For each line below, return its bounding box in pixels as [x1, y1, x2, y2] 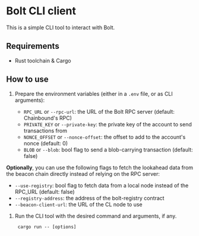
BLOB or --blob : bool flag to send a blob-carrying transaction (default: [23, 146, 193, 153]
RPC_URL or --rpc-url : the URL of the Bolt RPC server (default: [23, 108, 175, 115]
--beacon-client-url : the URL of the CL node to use [14, 201, 143, 208]
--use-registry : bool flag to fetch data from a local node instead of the [14, 182, 189, 189]
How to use [6, 74, 49, 85]
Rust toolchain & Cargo [14, 57, 71, 64]
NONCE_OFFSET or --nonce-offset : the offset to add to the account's [23, 133, 186, 141]
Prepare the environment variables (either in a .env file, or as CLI [14, 90, 173, 97]
